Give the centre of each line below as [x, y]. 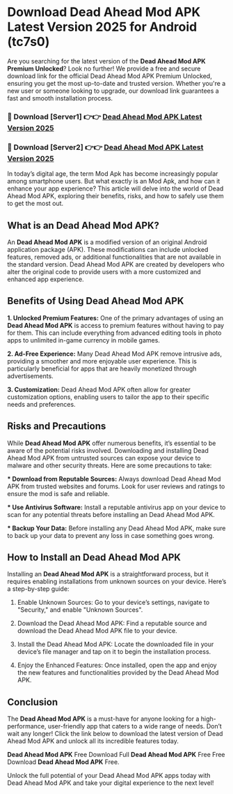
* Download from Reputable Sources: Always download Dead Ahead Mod [114, 479]
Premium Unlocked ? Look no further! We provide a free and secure [104, 68]
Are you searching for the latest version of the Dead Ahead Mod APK [107, 61]
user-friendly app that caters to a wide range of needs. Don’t [135, 726]
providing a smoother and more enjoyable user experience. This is [102, 361]
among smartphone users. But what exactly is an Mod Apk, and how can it [114, 181]
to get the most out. [35, 204]
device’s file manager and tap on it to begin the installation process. [114, 652]
